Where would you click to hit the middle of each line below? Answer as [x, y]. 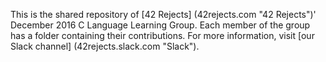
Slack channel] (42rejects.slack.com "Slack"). [105, 46]
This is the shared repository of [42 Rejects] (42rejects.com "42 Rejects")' [163, 14]
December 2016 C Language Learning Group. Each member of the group [160, 25]
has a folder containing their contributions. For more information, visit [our [162, 35]
